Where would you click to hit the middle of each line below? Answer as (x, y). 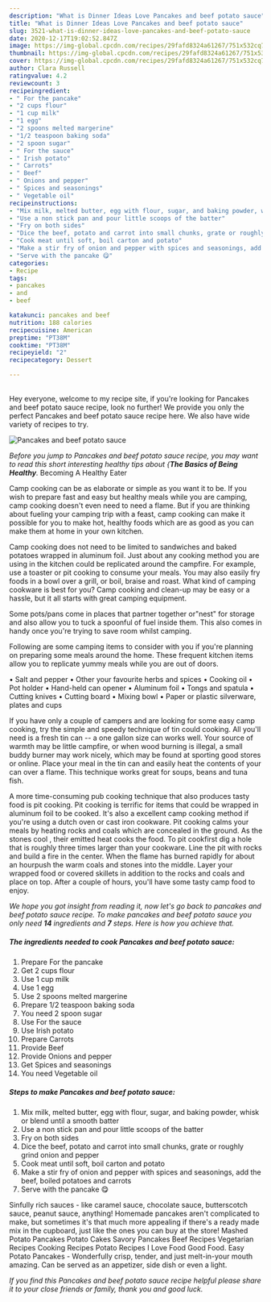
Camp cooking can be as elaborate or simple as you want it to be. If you (128, 488)
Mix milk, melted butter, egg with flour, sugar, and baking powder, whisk (140, 1112)
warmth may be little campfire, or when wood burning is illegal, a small (126, 746)
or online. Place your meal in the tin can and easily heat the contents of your (135, 763)
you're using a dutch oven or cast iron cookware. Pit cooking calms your (129, 822)
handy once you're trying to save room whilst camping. (101, 631)
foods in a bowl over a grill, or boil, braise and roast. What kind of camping (133, 581)
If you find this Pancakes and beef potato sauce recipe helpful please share (135, 1280)
